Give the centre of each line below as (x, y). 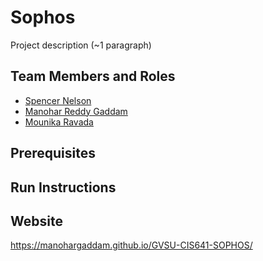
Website (36, 221)
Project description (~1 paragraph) (81, 45)
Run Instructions (63, 187)
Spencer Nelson (58, 100)
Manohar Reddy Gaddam (76, 111)
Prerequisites (53, 153)
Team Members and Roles (93, 76)
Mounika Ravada (59, 122)
